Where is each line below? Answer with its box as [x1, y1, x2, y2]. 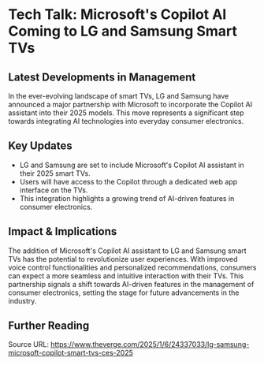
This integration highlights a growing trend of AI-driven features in [19, 193, 235, 203]
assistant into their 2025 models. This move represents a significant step [8, 108, 244, 117]
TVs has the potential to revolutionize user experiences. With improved [8, 254, 238, 263]
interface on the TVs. [19, 185, 88, 195]
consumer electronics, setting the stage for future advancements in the [8, 288, 240, 297]
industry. [8, 296, 37, 305]
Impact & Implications [8, 225, 117, 238]
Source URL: [8, 340, 50, 349]
